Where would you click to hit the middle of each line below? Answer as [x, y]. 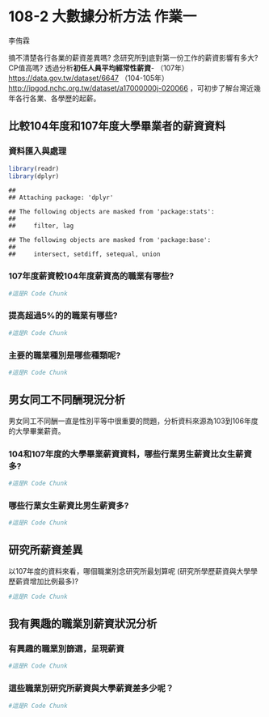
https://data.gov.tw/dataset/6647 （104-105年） [89, 78]
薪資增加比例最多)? [47, 581]
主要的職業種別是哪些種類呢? [65, 355]
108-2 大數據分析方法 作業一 [103, 17]
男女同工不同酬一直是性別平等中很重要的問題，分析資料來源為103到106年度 [133, 421]
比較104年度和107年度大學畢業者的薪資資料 [117, 126]
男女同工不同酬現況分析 [67, 400]
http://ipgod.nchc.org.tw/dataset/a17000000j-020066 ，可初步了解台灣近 [131, 88]
